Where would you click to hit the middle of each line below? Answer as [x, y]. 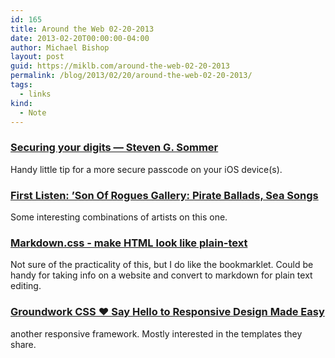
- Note [33, 112]
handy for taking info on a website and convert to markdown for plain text [161, 275]
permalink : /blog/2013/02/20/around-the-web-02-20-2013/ [131, 76]
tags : [21, 85]
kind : [21, 103]
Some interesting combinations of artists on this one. [119, 217]
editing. [26, 286]
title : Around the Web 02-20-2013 [82, 29]
